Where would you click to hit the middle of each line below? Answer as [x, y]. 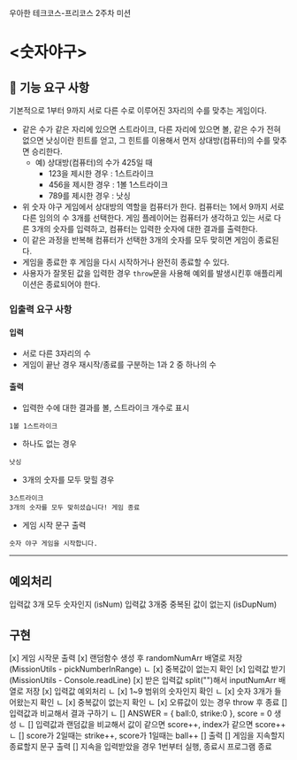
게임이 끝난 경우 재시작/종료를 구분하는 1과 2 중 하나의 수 [119, 365]
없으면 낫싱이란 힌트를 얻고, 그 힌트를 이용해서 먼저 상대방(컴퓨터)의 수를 [146, 140]
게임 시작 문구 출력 [54, 525]
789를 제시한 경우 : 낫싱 [89, 196]
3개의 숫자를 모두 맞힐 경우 [68, 480]
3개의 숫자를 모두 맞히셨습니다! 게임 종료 [75, 508]
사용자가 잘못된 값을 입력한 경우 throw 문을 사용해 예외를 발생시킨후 [137, 273]
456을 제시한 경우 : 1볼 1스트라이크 [108, 185]
